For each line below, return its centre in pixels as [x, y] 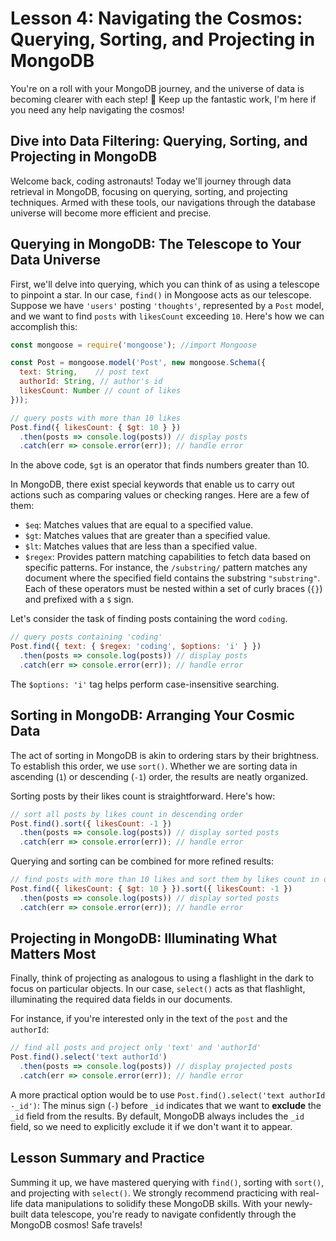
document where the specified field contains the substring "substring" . [172, 578]
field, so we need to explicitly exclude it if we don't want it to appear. [151, 1126]
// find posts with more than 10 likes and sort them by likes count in [165, 880]
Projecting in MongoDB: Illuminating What [144, 938]
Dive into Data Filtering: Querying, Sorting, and [159, 141]
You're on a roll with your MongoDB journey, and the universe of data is [157, 88]
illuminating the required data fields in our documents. [121, 999]
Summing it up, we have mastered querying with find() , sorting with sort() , [167, 1182]
